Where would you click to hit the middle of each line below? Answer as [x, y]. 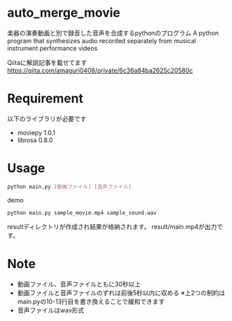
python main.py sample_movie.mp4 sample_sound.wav [82, 213]
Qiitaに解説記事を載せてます [47, 62]
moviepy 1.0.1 [36, 132]
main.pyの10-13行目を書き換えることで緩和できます [91, 302]
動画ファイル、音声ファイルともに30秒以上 [79, 284]
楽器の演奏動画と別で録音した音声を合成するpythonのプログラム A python [113, 33]
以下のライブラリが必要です [47, 118]
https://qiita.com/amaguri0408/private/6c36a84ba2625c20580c [100, 70]
